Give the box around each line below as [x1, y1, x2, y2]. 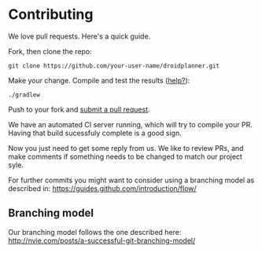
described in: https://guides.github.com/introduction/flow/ [8, 183, 197, 193]
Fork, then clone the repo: [8, 46, 92, 56]
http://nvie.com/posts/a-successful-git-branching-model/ [8, 236, 196, 245]
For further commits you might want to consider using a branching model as [8, 175, 255, 185]
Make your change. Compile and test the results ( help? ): [8, 75, 190, 85]
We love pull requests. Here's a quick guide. [8, 31, 151, 41]
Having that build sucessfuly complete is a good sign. [8, 128, 183, 137]
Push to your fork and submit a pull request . [8, 104, 151, 114]
